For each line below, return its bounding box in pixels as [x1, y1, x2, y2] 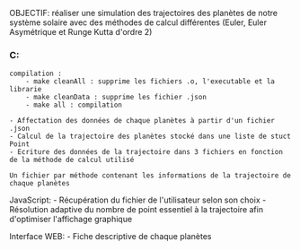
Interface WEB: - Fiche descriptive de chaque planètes [9, 231, 212, 242]
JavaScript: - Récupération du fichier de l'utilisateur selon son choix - [9, 194, 267, 205]
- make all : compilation [25, 100, 123, 110]
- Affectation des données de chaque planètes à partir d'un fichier [9, 116, 276, 125]
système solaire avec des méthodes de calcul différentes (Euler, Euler [9, 17, 268, 28]
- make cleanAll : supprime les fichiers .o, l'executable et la [25, 77, 276, 86]
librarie [9, 85, 42, 94]
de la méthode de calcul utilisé [9, 156, 135, 165]
